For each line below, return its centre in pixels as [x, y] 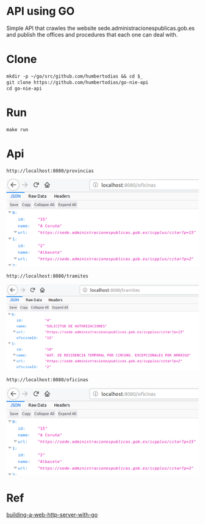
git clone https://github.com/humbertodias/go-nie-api [77, 82]
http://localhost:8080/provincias [50, 171]
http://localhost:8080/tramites [47, 276]
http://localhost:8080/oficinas [47, 380]
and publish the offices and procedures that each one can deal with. [92, 34]
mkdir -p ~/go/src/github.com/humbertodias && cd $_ [75, 76]
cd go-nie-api [24, 88]
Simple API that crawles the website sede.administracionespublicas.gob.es [101, 28]
